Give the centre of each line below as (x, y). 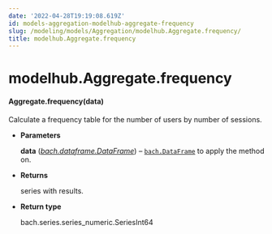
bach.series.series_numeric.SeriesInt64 (87, 222)
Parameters (40, 135)
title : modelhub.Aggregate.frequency (72, 38)
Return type (41, 206)
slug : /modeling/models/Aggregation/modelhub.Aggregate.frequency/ (125, 31)
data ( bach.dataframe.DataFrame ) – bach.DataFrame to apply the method (142, 151)
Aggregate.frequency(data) (56, 101)
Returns (34, 175)
